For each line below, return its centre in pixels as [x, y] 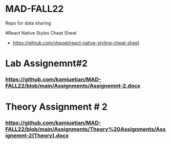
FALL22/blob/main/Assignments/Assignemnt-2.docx [73, 86]
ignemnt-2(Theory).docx [37, 136]
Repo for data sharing [28, 23]
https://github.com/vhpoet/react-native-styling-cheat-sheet [76, 43]
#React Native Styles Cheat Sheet [41, 33]
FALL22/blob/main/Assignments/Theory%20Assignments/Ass [85, 129]
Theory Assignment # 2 [56, 107]
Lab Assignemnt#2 [47, 64]
